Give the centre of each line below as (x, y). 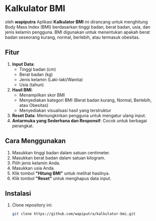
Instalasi (18, 193)
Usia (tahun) (32, 85)
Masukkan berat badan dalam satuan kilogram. (58, 158)
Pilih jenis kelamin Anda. (36, 163)
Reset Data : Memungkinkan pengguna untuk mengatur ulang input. (79, 115)
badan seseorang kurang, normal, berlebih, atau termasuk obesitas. (72, 37)
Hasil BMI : (22, 89)
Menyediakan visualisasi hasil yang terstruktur (65, 110)
